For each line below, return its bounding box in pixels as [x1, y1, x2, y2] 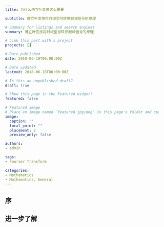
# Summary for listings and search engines [5, 25, 95, 30]
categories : [5, 168, 29, 173]
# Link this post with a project [5, 38, 73, 43]
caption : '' [9, 118, 34, 124]
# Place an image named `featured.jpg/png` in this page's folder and [5, 110, 152, 114]
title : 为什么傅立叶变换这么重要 [5, 7, 64, 12]
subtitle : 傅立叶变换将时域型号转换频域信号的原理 [5, 16, 96, 21]
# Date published [5, 52, 41, 57]
